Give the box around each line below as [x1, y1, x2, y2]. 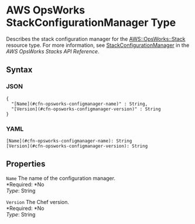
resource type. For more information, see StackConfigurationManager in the [6, 42, 190, 49]
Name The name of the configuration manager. [6, 174, 116, 182]
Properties [6, 159, 46, 169]
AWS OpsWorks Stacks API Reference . [6, 47, 100, 55]
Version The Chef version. [6, 198, 69, 205]
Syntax [6, 65, 33, 75]
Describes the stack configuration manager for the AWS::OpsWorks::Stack [6, 35, 186, 42]
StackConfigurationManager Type [6, 16, 176, 29]
